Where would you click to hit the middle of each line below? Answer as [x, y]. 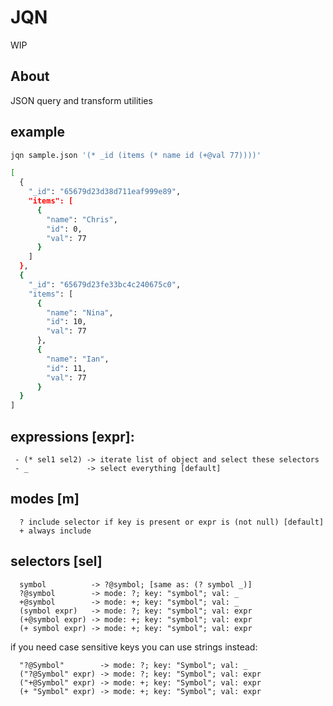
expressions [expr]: [72, 436]
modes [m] [45, 499]
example [38, 132]
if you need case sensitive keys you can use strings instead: [134, 647]
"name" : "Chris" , [82, 219]
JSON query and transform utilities [81, 100]
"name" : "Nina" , [80, 312]
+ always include [55, 531]
